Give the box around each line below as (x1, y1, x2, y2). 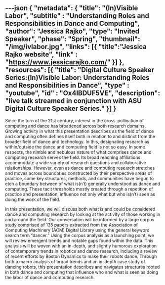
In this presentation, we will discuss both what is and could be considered (5, 206, 156, 212)
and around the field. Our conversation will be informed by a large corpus (5, 216, 155, 222)
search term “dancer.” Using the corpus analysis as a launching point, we (5, 232, 154, 238)
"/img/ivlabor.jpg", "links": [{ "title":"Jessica (5, 43, 147, 51)
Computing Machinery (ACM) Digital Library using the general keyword (5, 227, 150, 233)
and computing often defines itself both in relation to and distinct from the (5, 133, 156, 139)
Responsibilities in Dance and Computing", (5, 19, 140, 28)
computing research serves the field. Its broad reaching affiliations (5, 154, 141, 160)
